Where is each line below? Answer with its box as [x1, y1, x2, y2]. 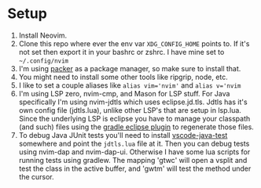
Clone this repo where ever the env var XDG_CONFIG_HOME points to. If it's [18, 38, 250, 48]
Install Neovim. [18, 31, 68, 40]
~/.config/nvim [18, 56, 69, 65]
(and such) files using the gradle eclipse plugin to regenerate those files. [18, 122, 255, 132]
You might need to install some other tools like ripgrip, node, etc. [18, 72, 229, 81]
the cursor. [18, 172, 54, 181]
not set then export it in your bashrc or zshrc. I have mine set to [18, 47, 225, 56]
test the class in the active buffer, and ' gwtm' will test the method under [18, 164, 252, 173]
